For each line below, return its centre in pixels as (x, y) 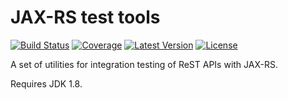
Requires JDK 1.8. (46, 83)
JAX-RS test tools (85, 17)
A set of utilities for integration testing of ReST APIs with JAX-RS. (144, 64)
